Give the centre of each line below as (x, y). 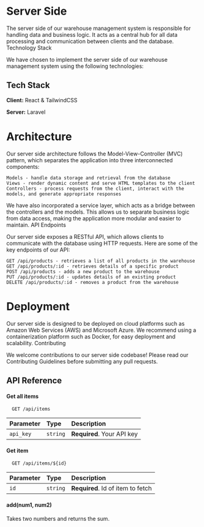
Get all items (23, 396)
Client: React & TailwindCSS (42, 100)
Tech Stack (28, 85)
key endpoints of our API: (38, 250)
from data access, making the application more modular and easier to (94, 218)
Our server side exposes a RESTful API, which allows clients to (85, 236)
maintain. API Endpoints (36, 225)
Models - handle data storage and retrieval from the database (89, 178)
